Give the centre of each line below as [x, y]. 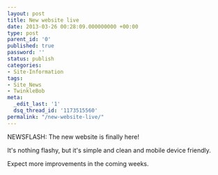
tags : [15, 78]
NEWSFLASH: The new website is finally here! [73, 137]
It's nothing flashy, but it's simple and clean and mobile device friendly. [109, 150]
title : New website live [43, 20]
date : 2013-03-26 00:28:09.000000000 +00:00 [73, 26]
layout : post [26, 14]
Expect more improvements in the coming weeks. [78, 163]
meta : [15, 98]
